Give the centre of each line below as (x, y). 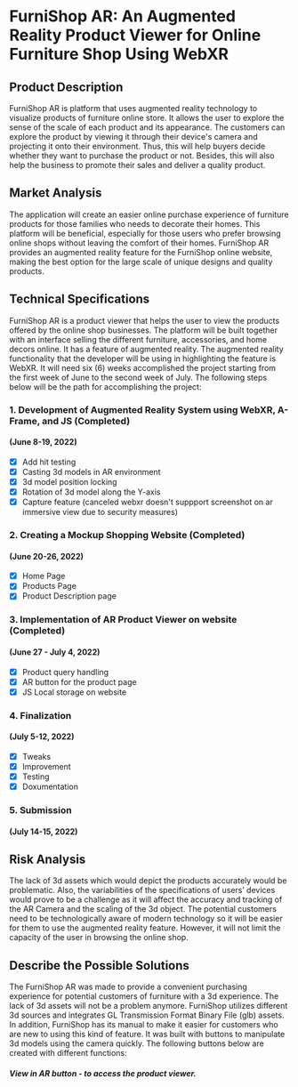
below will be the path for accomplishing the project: (105, 386)
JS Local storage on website (74, 692)
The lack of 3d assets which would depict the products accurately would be (148, 881)
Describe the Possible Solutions (99, 966)
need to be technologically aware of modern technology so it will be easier (146, 919)
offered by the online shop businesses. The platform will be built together (144, 330)
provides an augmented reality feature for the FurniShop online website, (141, 252)
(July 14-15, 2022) (44, 831)
